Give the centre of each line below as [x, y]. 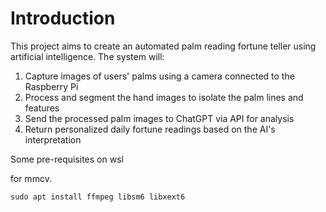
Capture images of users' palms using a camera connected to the [159, 76]
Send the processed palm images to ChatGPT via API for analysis [159, 118]
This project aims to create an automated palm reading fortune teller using [163, 46]
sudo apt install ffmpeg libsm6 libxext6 [98, 197]
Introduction [63, 18]
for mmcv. [31, 178]
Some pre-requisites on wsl [67, 159]
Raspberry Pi [51, 86]
